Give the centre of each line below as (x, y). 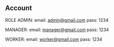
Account (19, 8)
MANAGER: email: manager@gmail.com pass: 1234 (57, 30)
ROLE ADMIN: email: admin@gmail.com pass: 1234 (57, 20)
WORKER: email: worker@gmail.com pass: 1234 (54, 39)
